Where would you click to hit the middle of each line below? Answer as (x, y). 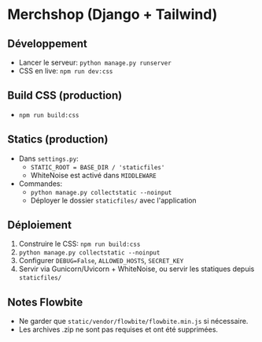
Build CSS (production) (65, 96)
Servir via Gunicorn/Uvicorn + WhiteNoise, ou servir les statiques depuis (137, 269)
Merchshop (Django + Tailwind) (113, 15)
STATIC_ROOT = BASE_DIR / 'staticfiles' (98, 167)
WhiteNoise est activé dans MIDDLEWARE (93, 175)
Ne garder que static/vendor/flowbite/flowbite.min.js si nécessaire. (133, 322)
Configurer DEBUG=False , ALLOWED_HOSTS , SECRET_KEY (101, 261)
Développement (48, 44)
